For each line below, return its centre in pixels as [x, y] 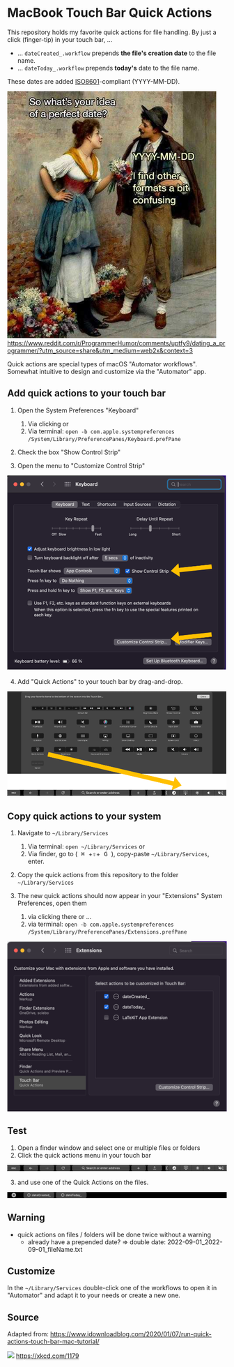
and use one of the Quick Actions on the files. [83, 1182]
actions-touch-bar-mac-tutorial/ [53, 1342]
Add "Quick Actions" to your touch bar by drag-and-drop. [100, 682]
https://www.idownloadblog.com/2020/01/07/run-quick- [131, 1334]
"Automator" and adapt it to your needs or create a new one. [94, 1295]
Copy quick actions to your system [84, 816]
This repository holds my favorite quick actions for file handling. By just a [112, 32]
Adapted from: [28, 1334]
